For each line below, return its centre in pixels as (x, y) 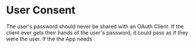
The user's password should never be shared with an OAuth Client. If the (95, 26)
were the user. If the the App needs (49, 39)
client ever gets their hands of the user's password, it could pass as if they (97, 32)
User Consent (41, 10)
